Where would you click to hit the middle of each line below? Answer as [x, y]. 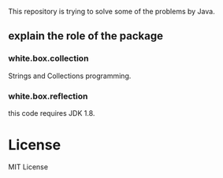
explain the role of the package [86, 36]
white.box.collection [48, 58]
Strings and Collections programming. [70, 76]
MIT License [28, 167]
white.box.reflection [48, 96]
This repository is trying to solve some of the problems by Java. [111, 11]
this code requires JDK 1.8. [52, 113]
